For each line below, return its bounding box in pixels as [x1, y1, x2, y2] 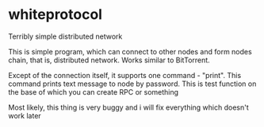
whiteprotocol [8, 6, 103, 24]
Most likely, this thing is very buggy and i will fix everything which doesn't [8, 103, 250, 112]
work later [8, 110, 41, 120]
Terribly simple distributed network [8, 32, 123, 41]
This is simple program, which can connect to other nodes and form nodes [8, 47, 252, 56]
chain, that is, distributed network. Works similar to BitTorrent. [8, 55, 210, 65]
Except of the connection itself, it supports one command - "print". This [8, 70, 242, 80]
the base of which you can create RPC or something [8, 87, 179, 96]
